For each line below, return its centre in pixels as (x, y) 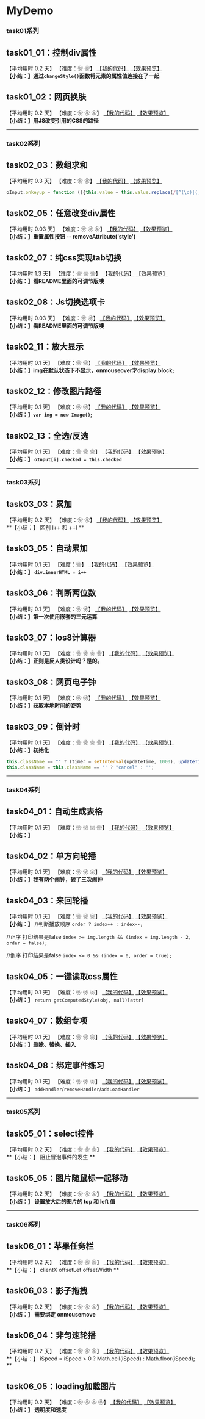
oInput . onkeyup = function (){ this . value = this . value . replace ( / (91, 193)
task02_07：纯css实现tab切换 (64, 258)
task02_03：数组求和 (47, 165)
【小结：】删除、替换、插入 (41, 1044)
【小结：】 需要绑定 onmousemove (51, 1314)
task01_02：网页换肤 (46, 97)
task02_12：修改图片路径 (54, 391)
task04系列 (23, 789)
